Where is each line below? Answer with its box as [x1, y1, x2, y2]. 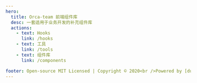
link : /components [21, 57, 66, 63]
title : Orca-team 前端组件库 [11, 14, 78, 20]
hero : [5, 8, 19, 15]
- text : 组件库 [16, 52, 51, 58]
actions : [11, 25, 32, 31]
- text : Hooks [16, 30, 51, 36]
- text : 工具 [16, 41, 46, 47]
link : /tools [21, 47, 54, 53]
